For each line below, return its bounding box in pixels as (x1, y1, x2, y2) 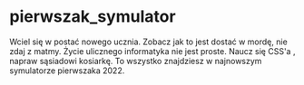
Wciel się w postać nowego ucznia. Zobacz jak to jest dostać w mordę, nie (9, 36, 288, 47)
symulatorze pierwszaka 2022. (9, 65, 125, 76)
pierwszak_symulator (9, 6, 176, 27)
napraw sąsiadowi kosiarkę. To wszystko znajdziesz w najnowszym (9, 55, 262, 66)
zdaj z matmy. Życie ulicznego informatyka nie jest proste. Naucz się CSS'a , (9, 45, 296, 56)
